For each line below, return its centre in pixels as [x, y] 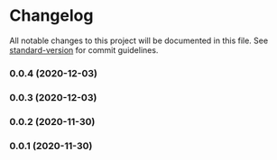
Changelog [51, 16]
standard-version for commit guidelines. [84, 49]
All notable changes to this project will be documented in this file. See [139, 40]
